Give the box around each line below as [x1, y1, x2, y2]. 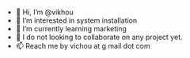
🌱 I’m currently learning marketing [15, 24, 127, 33]
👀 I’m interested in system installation [15, 16, 138, 25]
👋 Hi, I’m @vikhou [15, 8, 74, 16]
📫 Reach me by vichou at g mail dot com [15, 42, 150, 50]
